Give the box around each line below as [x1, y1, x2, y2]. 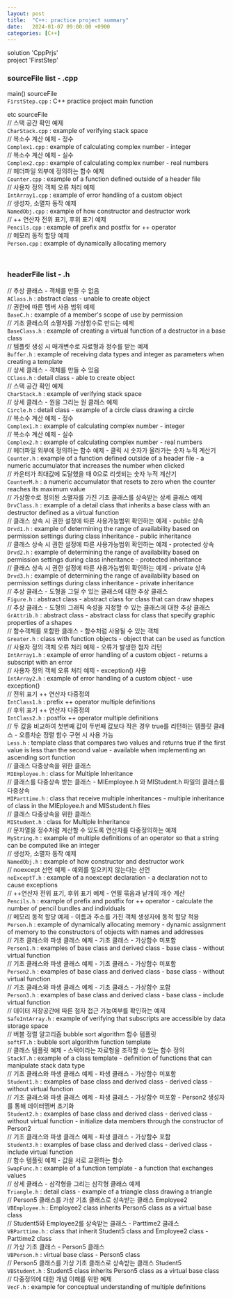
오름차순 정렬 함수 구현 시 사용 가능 [19, 730, 114, 738]
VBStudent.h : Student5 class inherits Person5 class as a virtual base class [7, 1266, 220, 1274]
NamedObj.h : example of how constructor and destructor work [7, 857, 184, 865]
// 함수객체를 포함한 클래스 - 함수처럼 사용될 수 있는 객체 [7, 626, 159, 635]
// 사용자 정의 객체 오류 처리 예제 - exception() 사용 [7, 666, 147, 674]
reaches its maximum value [7, 484, 86, 493]
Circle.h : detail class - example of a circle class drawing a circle [7, 405, 195, 414]
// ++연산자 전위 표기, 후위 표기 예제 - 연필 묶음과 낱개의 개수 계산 [7, 889, 186, 897]
